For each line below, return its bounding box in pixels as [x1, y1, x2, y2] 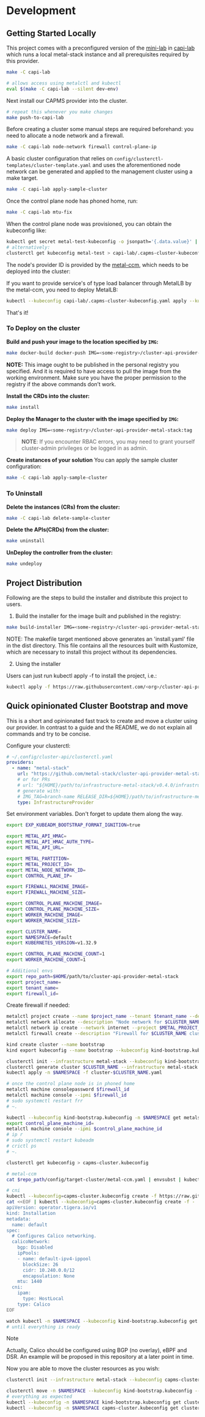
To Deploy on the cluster [6, 324, 81, 332]
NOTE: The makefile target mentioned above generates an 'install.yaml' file [6, 635, 195, 643]
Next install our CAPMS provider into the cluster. [6, 97, 128, 104]
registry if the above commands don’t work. [6, 380, 117, 387]
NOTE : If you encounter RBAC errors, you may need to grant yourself [21, 438, 195, 446]
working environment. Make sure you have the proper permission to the [6, 374, 187, 381]
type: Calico [17, 1301, 51, 1307]
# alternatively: [6, 244, 51, 250]
